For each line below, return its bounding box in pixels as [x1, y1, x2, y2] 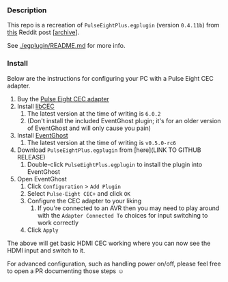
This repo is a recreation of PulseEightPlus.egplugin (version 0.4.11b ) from [7, 21, 220, 29]
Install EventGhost [16, 131, 68, 139]
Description [7, 5, 47, 15]
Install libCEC [16, 102, 55, 110]
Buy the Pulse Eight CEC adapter [16, 94, 109, 103]
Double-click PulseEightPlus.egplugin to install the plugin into [27, 160, 203, 168]
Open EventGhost [16, 175, 67, 183]
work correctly [37, 218, 79, 227]
